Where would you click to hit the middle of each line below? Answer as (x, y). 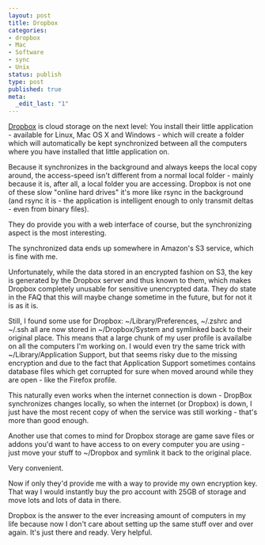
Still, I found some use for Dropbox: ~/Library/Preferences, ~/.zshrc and (125, 321)
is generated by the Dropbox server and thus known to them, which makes (130, 280)
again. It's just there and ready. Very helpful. (80, 532)
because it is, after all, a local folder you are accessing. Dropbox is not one (130, 184)
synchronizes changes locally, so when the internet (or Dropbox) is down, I (130, 404)
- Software (26, 52)
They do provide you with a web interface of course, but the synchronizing (130, 225)
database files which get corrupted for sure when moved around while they (131, 372)
